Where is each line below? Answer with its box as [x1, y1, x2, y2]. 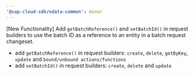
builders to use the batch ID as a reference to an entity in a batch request [6, 31, 186, 39]
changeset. [6, 37, 34, 45]
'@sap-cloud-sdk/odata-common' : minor [6, 8, 103, 15]
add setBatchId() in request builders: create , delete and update [14, 62, 172, 69]
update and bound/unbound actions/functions [14, 55, 127, 62]
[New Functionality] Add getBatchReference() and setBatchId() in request [6, 25, 189, 32]
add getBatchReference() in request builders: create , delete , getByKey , [14, 49, 188, 57]
